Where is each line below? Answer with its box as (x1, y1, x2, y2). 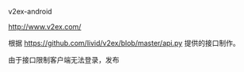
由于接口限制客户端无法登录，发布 (8, 55, 120, 64)
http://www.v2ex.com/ (8, 22, 82, 31)
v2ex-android (8, 7, 53, 16)
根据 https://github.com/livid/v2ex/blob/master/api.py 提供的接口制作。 (8, 39, 240, 47)
